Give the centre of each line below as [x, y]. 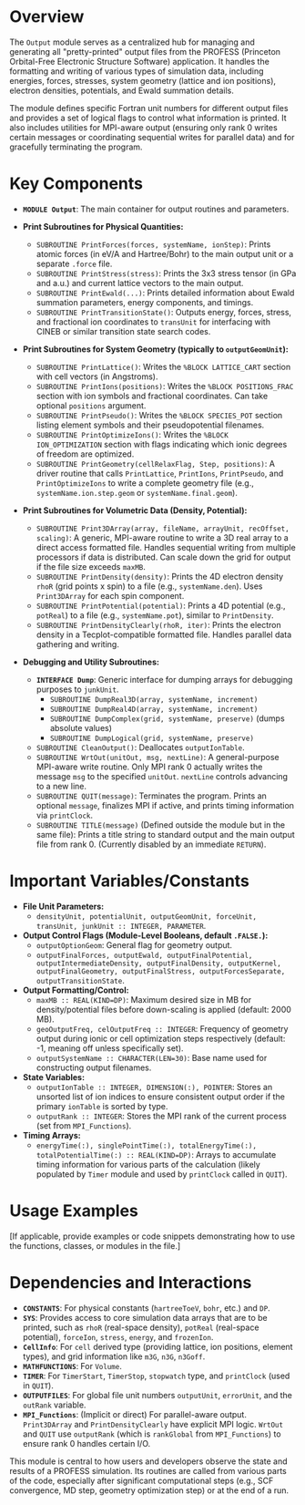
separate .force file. [74, 263]
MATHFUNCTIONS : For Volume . [72, 1366]
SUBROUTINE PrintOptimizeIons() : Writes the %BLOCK [132, 434]
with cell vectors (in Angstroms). [97, 376]
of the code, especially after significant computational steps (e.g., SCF [142, 1480]
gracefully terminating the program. [76, 147]
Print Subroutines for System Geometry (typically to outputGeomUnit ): [155, 349]
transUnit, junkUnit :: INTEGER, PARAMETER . [121, 925]
